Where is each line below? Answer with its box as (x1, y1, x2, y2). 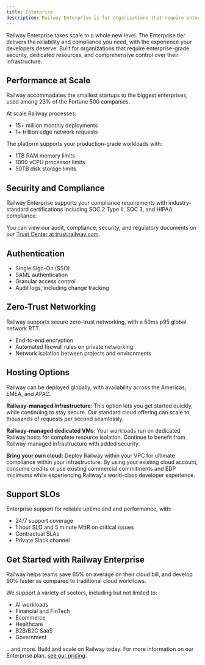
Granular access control (15, 277, 76, 285)
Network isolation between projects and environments (15, 349, 151, 357)
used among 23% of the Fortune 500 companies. (6, 98, 131, 105)
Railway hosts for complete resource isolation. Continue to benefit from (6, 433, 185, 441)
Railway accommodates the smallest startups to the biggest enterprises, (6, 91, 188, 99)
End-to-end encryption (15, 336, 73, 344)
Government (15, 634, 47, 641)
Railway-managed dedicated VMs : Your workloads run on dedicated (6, 427, 181, 434)
